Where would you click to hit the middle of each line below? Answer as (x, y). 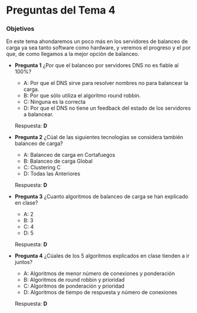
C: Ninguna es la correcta (55, 102)
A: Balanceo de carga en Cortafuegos (69, 155)
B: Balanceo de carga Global (58, 161)
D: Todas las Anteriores (52, 174)
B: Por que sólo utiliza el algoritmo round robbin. (82, 95)
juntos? (24, 262)
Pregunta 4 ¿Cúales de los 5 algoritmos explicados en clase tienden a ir (102, 256)
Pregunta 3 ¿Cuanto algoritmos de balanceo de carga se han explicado (101, 197)
